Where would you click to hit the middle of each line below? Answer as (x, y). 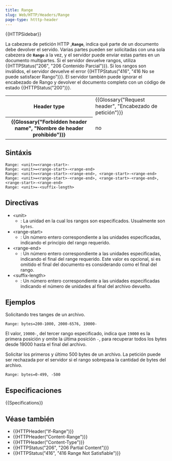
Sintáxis (19, 153)
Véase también (30, 419)
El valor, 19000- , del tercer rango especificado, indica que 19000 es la (78, 334)
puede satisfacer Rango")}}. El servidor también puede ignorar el (74, 77)
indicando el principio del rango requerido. (65, 242)
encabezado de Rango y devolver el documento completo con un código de (85, 82)
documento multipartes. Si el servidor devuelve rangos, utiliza (71, 61)
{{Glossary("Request (120, 100)
